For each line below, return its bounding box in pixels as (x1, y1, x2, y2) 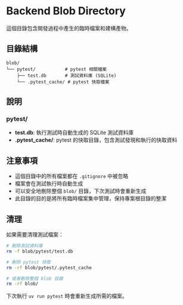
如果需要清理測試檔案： (6, 231, 64, 238)
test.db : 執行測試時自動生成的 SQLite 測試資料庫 (14, 129, 134, 136)
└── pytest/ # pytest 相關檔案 (6, 66, 107, 72)
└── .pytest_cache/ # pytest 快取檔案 (17, 79, 110, 85)
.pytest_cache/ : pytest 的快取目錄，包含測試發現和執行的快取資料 (14, 136, 178, 144)
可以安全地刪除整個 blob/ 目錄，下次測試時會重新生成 (14, 188, 147, 195)
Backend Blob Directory (6, 4, 126, 18)
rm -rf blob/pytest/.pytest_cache (6, 264, 92, 270)
